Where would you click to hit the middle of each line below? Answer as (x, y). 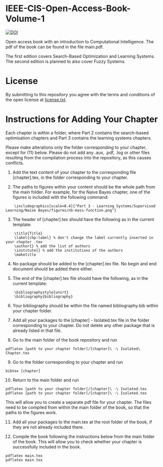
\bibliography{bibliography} (44, 296)
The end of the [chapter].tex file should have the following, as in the (80, 278)
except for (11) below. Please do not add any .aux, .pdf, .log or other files (78, 152)
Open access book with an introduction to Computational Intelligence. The (80, 41)
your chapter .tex (24, 242)
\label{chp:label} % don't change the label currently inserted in (84, 238)
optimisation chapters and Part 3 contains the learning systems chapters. (79, 138)
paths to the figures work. (31, 412)
